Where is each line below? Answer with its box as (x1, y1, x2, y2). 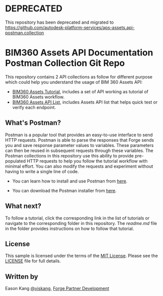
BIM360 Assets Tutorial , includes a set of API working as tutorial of (12, 88, 149, 94)
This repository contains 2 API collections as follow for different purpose (5, 74, 153, 79)
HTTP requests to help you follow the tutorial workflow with (27, 158, 148, 164)
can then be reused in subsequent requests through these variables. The (5, 148, 154, 153)
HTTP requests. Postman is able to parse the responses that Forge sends (5, 137, 154, 143)
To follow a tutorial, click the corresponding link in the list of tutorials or (5, 215, 150, 221)
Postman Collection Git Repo (5, 58, 125, 69)
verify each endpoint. (12, 104, 56, 110)
